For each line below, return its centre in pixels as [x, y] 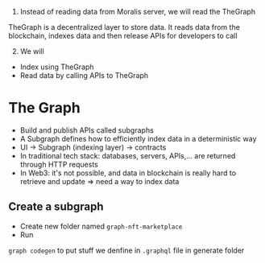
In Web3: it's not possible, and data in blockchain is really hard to [128, 173]
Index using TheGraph [57, 67]
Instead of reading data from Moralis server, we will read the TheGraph [138, 12]
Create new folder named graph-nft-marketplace [101, 226]
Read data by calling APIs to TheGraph [84, 75]
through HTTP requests [59, 164]
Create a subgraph [56, 207]
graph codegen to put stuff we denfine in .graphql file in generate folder [126, 250]
